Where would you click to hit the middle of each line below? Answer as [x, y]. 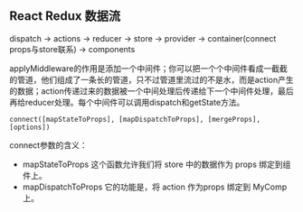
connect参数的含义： [48, 145]
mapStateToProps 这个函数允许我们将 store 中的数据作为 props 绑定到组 [156, 164]
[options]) [30, 127]
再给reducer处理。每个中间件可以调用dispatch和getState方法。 [127, 102]
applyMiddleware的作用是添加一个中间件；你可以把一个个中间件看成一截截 [148, 68]
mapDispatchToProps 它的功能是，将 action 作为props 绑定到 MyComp [155, 187]
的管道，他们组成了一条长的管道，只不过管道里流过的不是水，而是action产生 [151, 79]
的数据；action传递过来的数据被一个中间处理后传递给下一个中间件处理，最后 [151, 91]
